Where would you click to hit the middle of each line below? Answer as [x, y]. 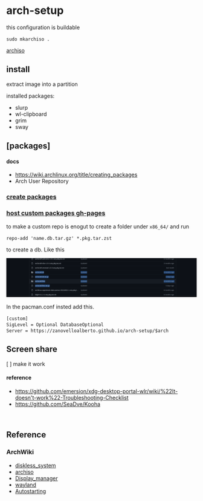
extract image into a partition [42, 84]
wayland [25, 485]
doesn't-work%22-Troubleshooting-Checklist [72, 397]
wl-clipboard [31, 114]
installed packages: [31, 96]
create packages [31, 197]
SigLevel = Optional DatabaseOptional [55, 325]
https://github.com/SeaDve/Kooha [58, 404]
